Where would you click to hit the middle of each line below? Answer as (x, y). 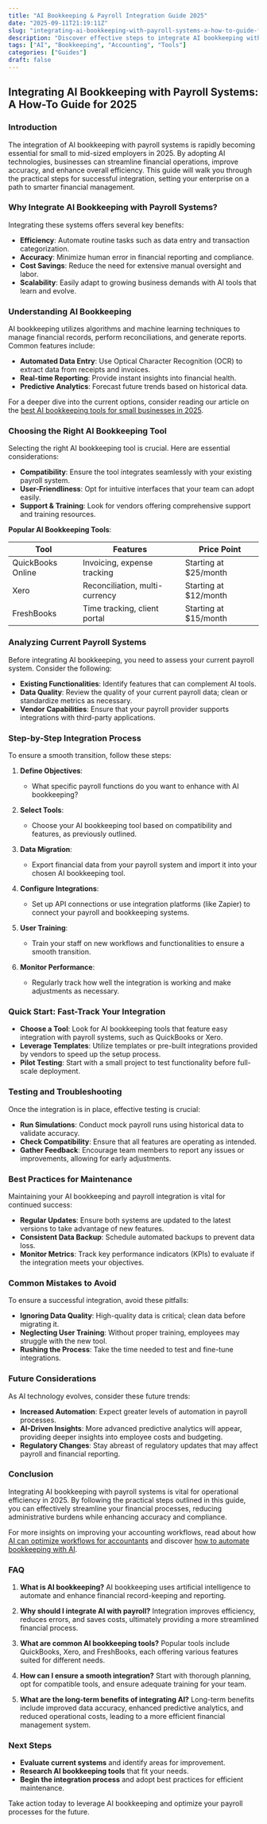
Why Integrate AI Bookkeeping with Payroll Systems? (113, 208)
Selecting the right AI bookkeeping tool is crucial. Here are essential (119, 448)
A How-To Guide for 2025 (73, 105)
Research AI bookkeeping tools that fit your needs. (104, 1771)
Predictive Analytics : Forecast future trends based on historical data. (133, 387)
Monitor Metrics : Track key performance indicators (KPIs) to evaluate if (137, 1254)
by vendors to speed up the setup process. (90, 1054)
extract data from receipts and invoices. (85, 370)
